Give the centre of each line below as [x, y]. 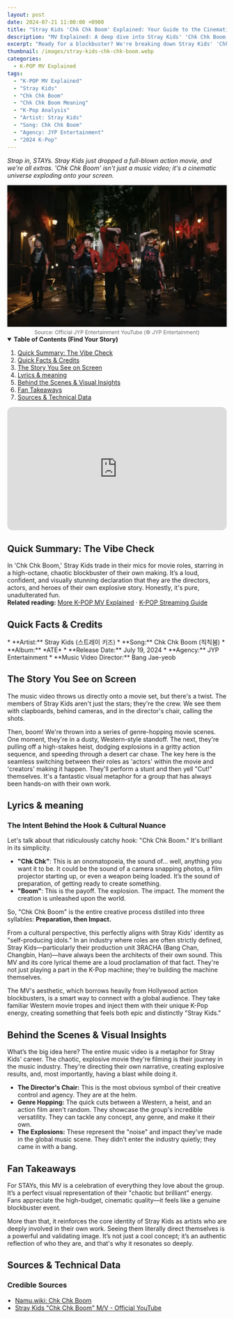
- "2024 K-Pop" [36, 139]
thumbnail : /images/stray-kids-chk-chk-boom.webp [81, 52]
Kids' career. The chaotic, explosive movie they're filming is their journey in [115, 1059]
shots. [16, 718]
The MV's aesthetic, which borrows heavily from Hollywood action [103, 991]
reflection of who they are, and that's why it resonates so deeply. [100, 1244]
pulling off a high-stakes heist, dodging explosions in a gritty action [104, 747]
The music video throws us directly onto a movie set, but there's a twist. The [117, 696]
